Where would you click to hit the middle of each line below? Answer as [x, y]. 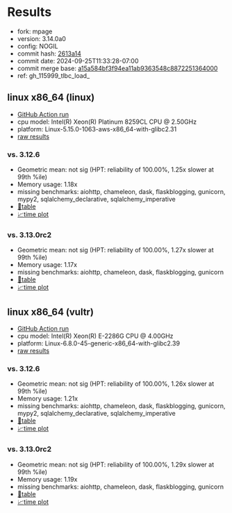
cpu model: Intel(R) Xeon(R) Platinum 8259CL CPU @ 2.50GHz [107, 122]
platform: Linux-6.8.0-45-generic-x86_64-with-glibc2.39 [99, 343]
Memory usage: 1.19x [47, 479]
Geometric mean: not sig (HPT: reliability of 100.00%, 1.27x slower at [115, 250]
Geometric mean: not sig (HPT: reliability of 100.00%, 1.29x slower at [115, 464]
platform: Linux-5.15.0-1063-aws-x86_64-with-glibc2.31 [97, 129]
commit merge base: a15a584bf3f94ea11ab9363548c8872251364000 [117, 68]
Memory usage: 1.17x [47, 265]
